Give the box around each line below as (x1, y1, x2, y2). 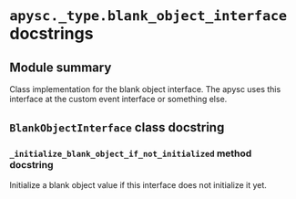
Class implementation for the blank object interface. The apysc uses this (9, 84, 281, 94)
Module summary (9, 59, 112, 75)
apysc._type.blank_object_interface (9, 7, 288, 25)
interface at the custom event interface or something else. (9, 94, 228, 104)
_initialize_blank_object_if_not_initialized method (9, 147, 252, 160)
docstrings (9, 24, 94, 44)
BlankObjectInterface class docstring (9, 120, 225, 135)
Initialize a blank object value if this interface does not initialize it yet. (9, 179, 267, 190)
